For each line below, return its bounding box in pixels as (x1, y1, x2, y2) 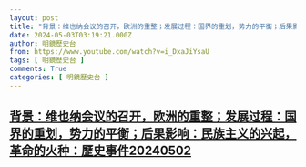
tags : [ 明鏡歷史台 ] (9, 56, 85, 65)
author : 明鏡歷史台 (9, 38, 76, 48)
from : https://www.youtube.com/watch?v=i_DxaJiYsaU (9, 47, 209, 57)
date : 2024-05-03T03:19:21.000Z (9, 30, 132, 39)
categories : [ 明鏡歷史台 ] (9, 73, 109, 82)
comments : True (9, 65, 67, 74)
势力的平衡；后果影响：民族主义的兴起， (68, 126, 297, 141)
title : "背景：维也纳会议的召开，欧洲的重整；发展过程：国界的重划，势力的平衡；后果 (9, 22, 293, 31)
